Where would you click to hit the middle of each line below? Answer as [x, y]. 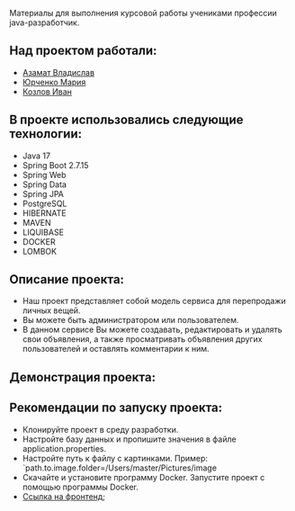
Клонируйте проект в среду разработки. [100, 429]
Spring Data [45, 184]
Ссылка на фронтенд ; [64, 496]
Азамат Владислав [58, 72]
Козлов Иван [47, 91]
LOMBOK [39, 251]
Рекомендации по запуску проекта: [116, 408]
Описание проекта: [67, 279]
